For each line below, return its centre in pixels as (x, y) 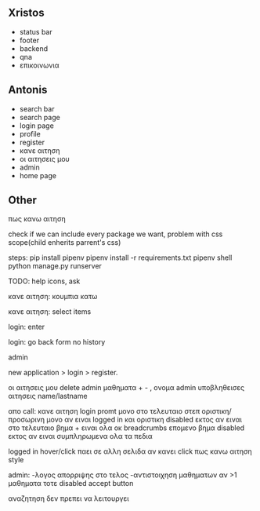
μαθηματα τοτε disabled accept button (71, 484)
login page (37, 126)
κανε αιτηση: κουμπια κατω (53, 297)
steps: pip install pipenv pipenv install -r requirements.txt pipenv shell (120, 257)
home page (38, 175)
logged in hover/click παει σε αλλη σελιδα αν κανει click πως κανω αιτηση (130, 451)
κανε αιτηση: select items (50, 312)
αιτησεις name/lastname (48, 396)
